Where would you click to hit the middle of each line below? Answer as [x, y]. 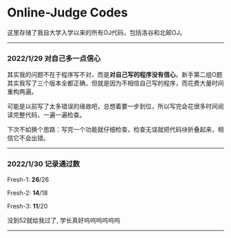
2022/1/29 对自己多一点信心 [54, 58]
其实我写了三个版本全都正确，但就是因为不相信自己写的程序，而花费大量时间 [115, 83]
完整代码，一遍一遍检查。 [49, 115]
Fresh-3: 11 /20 [27, 206]
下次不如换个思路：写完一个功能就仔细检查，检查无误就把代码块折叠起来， [112, 130]
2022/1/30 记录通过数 [44, 164]
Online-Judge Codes [68, 13]
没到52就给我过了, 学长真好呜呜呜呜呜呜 [64, 220]
